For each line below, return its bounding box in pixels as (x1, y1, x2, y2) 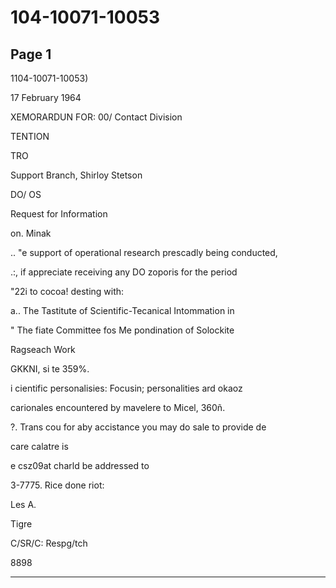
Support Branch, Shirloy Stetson (10, 169, 143, 181)
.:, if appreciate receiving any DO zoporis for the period (10, 266, 238, 278)
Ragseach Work (10, 344, 76, 355)
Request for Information (10, 208, 108, 220)
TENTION (10, 131, 50, 142)
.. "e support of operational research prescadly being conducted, (10, 247, 278, 258)
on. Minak (10, 227, 52, 239)
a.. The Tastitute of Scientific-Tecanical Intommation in (10, 305, 235, 316)
